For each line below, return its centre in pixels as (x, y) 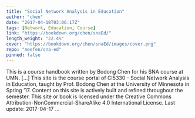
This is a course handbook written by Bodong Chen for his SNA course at (95, 71)
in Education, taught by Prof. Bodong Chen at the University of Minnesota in (98, 84)
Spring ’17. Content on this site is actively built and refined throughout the (95, 90)
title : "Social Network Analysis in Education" (65, 11)
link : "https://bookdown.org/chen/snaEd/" (59, 33)
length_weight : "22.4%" (35, 39)
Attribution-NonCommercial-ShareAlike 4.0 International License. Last (90, 102)
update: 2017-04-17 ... (33, 109)
